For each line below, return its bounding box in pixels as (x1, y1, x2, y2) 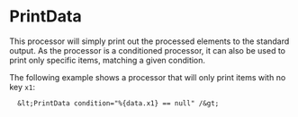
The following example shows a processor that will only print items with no (9, 71, 286, 82)
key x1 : (9, 81, 36, 92)
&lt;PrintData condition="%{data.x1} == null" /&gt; (17, 98, 220, 108)
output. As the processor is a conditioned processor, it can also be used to (9, 45, 286, 55)
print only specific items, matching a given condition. (9, 54, 205, 65)
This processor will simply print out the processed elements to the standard (9, 36, 290, 46)
